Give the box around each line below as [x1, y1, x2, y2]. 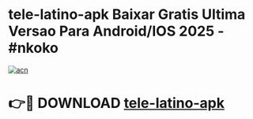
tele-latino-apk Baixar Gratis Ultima [8, 6, 246, 24]
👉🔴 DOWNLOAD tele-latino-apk [8, 95, 225, 112]
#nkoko [8, 39, 59, 57]
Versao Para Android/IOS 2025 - [8, 22, 225, 40]
